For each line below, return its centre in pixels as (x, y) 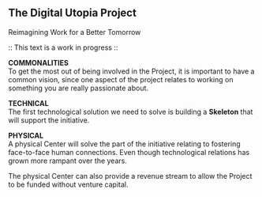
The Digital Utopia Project (72, 13)
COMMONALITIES (38, 63)
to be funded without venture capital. (68, 184)
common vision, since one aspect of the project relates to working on (121, 79)
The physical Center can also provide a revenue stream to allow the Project (130, 176)
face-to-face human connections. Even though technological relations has (129, 152)
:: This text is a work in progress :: (63, 47)
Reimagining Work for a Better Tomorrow (75, 32)
